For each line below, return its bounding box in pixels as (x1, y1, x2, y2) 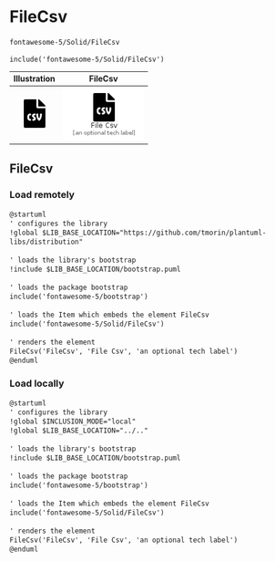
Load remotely (9, 188, 76, 201)
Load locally (9, 377, 65, 390)
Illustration (13, 73, 56, 84)
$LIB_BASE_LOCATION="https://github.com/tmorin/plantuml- (42, 228, 267, 237)
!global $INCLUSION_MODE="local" (9, 417, 137, 426)
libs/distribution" (9, 237, 84, 246)
